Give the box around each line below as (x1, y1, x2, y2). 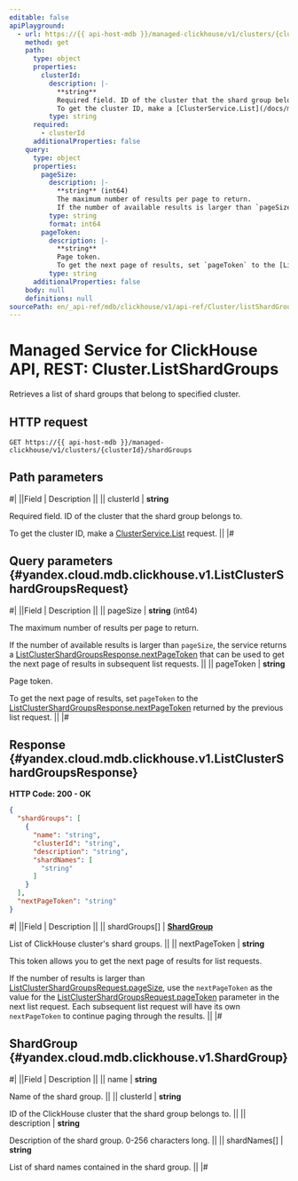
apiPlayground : (9, 21, 66, 30)
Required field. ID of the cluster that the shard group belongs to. (9, 510, 243, 521)
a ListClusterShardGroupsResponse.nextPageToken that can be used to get (9, 649, 285, 659)
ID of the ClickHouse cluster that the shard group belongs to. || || (9, 1108, 247, 1119)
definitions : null (25, 294, 93, 303)
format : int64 (48, 219, 101, 228)
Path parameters (9, 470, 104, 485)
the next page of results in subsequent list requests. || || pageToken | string (9, 658, 286, 669)
